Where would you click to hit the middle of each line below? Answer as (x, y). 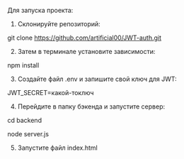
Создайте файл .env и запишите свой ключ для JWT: (97, 79)
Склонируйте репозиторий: (59, 24)
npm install (23, 65)
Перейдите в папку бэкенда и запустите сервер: (91, 106)
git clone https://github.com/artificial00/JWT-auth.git (84, 38)
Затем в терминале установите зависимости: (86, 51)
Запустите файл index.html (57, 148)
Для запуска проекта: (40, 10)
